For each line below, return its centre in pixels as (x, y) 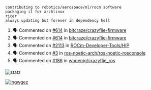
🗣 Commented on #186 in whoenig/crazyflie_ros (64, 60)
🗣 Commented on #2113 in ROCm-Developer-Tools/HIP (71, 45)
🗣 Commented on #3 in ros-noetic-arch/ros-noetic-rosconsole (79, 53)
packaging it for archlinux (35, 12)
